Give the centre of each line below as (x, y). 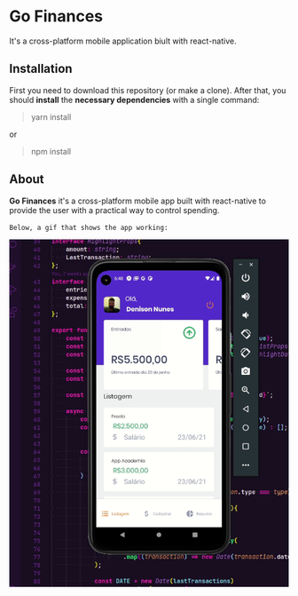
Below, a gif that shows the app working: (89, 227)
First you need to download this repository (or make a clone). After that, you (148, 90)
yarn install (51, 116)
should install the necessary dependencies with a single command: (134, 99)
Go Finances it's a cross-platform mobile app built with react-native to (137, 201)
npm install (51, 151)
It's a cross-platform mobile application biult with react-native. (123, 41)
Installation (41, 69)
